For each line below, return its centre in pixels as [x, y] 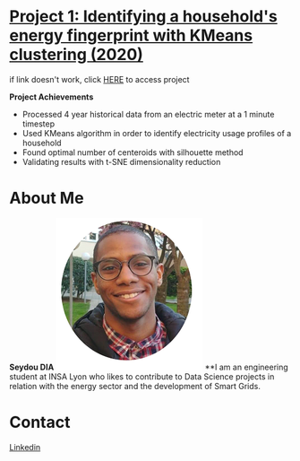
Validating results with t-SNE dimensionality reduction [121, 161]
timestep [39, 124]
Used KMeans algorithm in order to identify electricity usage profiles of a [157, 133]
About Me [47, 198]
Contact [40, 422]
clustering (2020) [76, 55]
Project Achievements [51, 97]
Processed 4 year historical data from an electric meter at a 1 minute [148, 114]
